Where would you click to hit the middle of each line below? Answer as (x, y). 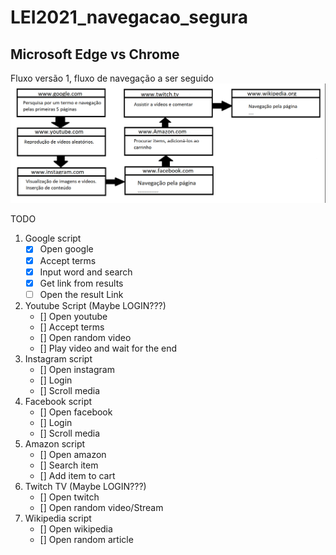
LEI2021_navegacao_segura (129, 17)
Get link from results (81, 283)
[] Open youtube (73, 316)
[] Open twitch (69, 497)
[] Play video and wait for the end (108, 348)
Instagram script (58, 358)
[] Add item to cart (77, 475)
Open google (66, 249)
